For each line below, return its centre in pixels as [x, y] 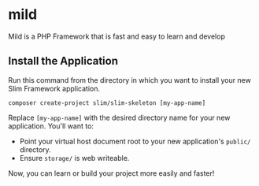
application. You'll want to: [51, 126]
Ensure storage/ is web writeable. [74, 158]
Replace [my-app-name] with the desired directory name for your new [119, 117]
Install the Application [63, 61]
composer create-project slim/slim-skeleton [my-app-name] [107, 103]
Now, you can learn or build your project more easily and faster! [111, 173]
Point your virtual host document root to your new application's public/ [135, 141]
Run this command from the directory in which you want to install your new [130, 80]
